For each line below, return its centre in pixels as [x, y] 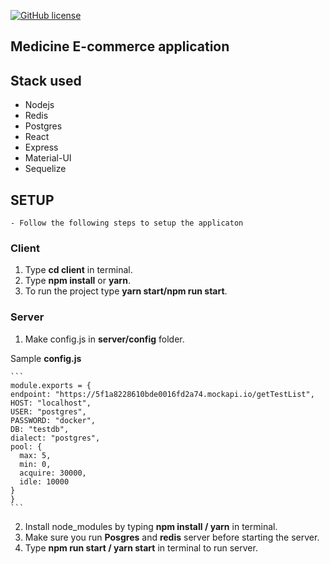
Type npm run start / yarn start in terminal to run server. [141, 547]
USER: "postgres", [48, 411]
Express [41, 147]
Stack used [46, 80]
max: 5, [35, 455]
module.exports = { [51, 385]
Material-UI [48, 158]
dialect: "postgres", [55, 438]
